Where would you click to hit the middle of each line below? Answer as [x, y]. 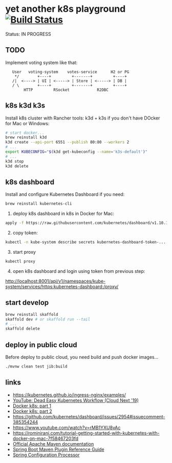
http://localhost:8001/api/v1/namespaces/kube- [56, 281]
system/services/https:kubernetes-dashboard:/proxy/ [62, 286]
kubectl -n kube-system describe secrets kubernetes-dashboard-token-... [86, 242]
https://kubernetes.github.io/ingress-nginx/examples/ [69, 395]
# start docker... [25, 133]
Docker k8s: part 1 [32, 406]
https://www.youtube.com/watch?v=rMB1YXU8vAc [67, 427]
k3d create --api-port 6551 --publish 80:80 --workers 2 [67, 142]
